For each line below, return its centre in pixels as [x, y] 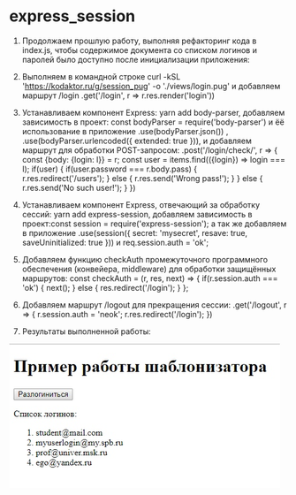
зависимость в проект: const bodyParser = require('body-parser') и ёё [153, 122]
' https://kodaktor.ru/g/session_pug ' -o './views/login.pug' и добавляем [151, 86]
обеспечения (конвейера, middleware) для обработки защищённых [149, 269]
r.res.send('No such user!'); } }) [79, 187]
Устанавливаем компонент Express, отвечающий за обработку [141, 204]
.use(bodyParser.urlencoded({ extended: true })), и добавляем [137, 141]
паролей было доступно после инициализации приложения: [136, 59]
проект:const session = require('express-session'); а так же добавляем [154, 224]
